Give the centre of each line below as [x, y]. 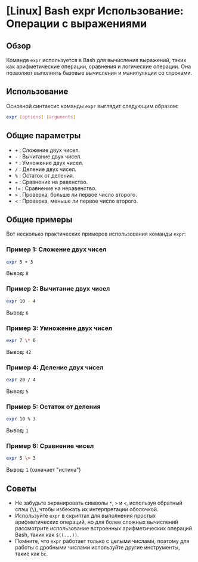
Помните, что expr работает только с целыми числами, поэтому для [102, 541]
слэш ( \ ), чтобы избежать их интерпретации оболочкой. [87, 509]
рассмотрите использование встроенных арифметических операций [103, 529]
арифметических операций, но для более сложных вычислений [97, 522]
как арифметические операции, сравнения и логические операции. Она [99, 66]
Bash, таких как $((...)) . [47, 535]
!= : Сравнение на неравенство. [56, 188]
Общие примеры [39, 219]
